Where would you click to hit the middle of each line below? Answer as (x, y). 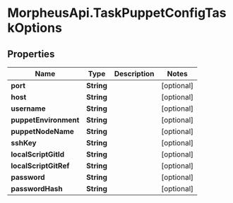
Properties (31, 54)
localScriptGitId (38, 154)
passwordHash (37, 189)
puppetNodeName (42, 131)
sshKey (24, 143)
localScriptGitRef (40, 166)
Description (134, 74)
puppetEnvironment (45, 120)
